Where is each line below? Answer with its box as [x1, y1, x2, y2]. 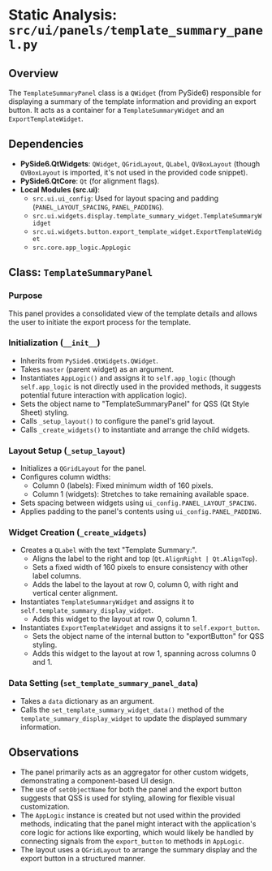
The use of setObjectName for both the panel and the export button [19, 784, 242, 794]
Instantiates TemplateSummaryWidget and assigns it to [19, 597, 195, 606]
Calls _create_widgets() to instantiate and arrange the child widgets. [19, 425, 250, 434]
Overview [8, 67, 59, 80]
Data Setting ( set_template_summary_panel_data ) [8, 678, 199, 689]
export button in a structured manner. [19, 853, 146, 863]
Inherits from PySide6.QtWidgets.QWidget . [19, 356, 158, 365]
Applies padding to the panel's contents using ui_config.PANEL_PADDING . [19, 507, 262, 516]
